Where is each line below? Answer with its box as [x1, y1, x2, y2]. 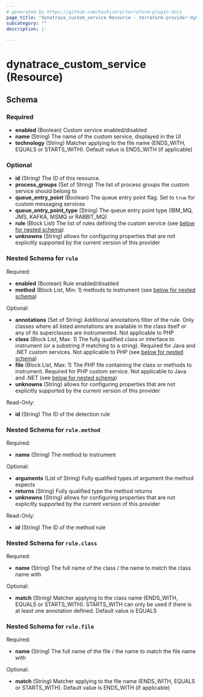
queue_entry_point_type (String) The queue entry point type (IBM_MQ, [14, 207, 193, 214]
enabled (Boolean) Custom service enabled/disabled [14, 127, 147, 133]
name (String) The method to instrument [14, 451, 116, 458]
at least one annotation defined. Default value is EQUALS [14, 607, 157, 615]
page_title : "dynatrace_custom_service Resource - [6, 15, 137, 21]
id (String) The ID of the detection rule [14, 410, 111, 418]
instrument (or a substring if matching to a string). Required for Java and [14, 342, 196, 349]
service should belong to [14, 187, 77, 195]
